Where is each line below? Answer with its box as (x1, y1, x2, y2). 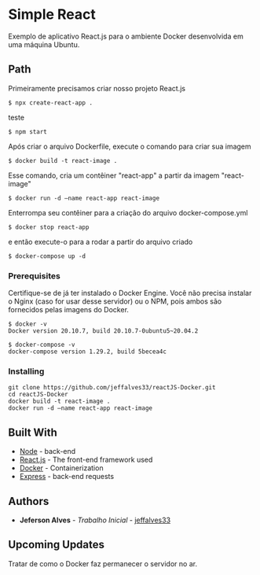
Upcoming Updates (8, 538, 104, 551)
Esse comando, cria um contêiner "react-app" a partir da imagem (8, 171, 220, 180)
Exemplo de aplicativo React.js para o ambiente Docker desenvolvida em (8, 31, 244, 41)
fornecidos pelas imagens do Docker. (8, 305, 130, 315)
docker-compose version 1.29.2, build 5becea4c (8, 348, 167, 356)
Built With (8, 426, 57, 439)
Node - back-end (19, 447, 76, 456)
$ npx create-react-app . (8, 98, 93, 107)
